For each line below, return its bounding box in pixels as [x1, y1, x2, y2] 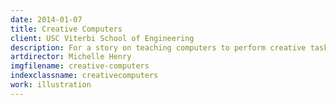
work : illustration [10, 80, 92, 90]
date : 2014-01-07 [10, 14, 83, 25]
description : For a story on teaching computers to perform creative [10, 42, 307, 53]
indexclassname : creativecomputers [10, 71, 159, 81]
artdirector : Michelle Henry [10, 52, 132, 62]
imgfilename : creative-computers [10, 61, 150, 71]
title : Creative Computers [10, 24, 123, 34]
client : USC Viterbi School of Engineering [10, 33, 195, 43]
